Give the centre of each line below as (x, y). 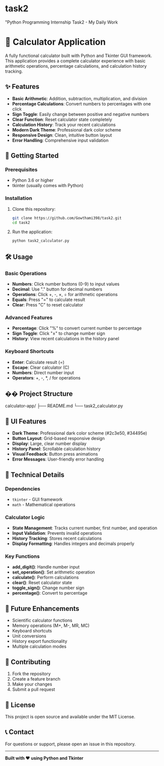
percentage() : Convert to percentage (50, 593)
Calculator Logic (25, 517)
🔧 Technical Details (35, 475)
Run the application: (32, 232)
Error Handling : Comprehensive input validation (60, 140)
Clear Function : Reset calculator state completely (62, 119)
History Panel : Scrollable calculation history (56, 449)
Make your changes (32, 684)
